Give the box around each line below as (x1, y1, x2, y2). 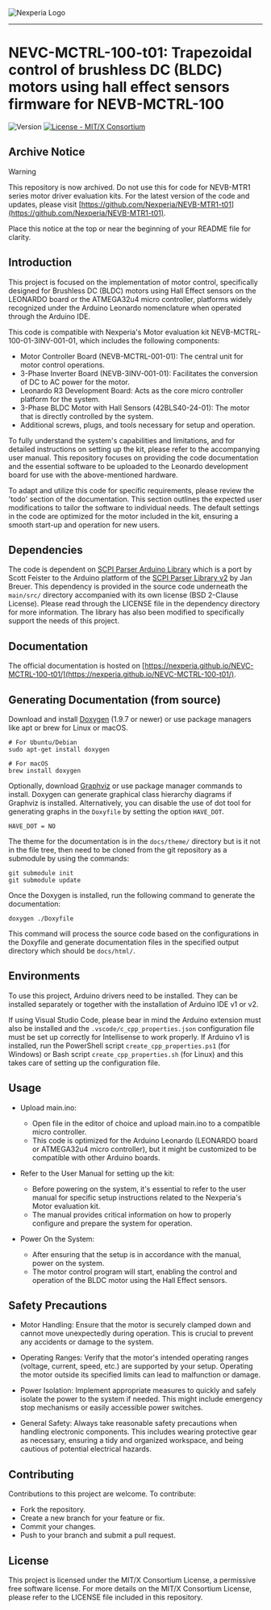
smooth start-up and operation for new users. (8, 520, 161, 530)
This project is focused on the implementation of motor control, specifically (8, 277, 258, 287)
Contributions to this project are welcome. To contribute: (8, 1489, 196, 1499)
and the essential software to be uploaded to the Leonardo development (8, 461, 248, 471)
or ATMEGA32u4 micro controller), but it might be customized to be (31, 1144, 256, 1154)
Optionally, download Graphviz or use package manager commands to (8, 781, 243, 790)
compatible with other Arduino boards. (31, 1152, 161, 1162)
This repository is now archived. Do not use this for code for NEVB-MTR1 (8, 182, 251, 192)
